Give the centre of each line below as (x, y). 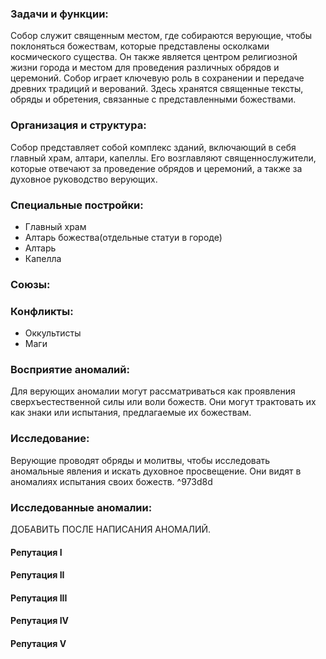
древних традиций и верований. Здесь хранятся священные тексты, (157, 89)
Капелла (43, 258)
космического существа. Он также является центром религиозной (154, 57)
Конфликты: (42, 311)
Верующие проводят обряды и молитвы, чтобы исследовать (140, 460)
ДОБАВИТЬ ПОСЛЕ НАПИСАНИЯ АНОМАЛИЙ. (111, 529)
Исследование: (50, 439)
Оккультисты (53, 333)
